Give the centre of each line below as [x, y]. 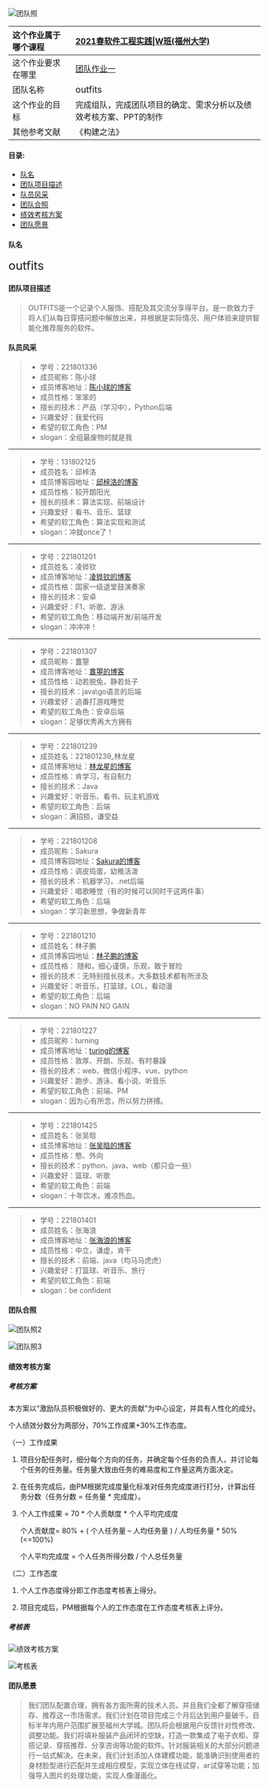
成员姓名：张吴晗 [68, 1135]
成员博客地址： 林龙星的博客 [86, 766]
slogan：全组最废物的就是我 [86, 437]
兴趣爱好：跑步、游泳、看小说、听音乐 [103, 1080]
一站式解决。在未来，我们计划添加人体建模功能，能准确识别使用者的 [147, 1755]
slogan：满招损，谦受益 [79, 816]
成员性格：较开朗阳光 [75, 492]
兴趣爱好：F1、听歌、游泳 [82, 607]
